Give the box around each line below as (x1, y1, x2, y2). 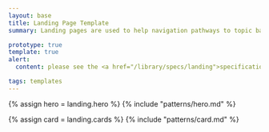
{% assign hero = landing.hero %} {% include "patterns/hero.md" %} (8, 99, 236, 108)
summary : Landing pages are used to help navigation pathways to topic (8, 26, 252, 34)
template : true (8, 49, 59, 56)
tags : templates (8, 77, 62, 85)
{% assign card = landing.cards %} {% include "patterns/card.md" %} (8, 115, 239, 124)
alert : (8, 56, 30, 64)
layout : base (8, 11, 52, 20)
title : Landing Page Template (8, 19, 110, 27)
